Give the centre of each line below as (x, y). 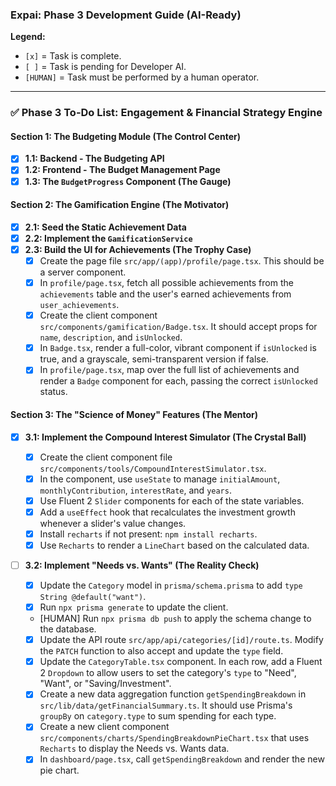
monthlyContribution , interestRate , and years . (135, 490)
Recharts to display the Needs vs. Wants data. (134, 749)
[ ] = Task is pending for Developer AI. (105, 67)
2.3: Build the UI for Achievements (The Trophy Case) (138, 249)
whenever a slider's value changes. (113, 523)
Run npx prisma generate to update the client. (134, 607)
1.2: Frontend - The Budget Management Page (122, 170)
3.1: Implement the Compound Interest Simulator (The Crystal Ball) (165, 437)
